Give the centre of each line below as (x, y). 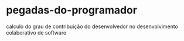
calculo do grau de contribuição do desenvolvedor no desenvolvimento (92, 26)
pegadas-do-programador (72, 10)
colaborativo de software (36, 32)
